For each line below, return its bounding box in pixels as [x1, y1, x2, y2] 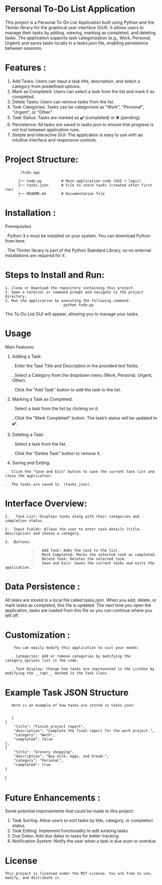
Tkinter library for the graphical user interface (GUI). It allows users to [5, 24, 144, 30]
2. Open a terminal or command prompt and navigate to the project [5, 290, 144, 294]
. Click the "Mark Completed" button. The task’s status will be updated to [12, 415, 158, 420]
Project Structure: [5, 154, 78, 165]
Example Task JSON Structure [5, 687, 129, 698]
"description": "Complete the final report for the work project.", [14, 728, 155, 733]
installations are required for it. [5, 252, 66, 258]
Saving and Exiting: [12, 460, 51, 466]
